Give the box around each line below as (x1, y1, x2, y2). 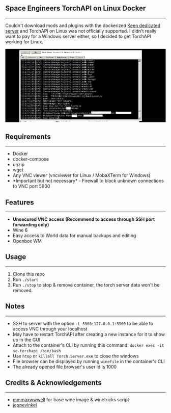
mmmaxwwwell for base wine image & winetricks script (12, 397, 129, 403)
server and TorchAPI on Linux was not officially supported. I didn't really (5, 28, 157, 34)
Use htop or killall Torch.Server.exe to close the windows (12, 353, 139, 359)
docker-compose (12, 156, 49, 162)
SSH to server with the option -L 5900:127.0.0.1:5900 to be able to (12, 320, 154, 326)
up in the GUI (12, 337, 41, 343)
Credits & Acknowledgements (5, 378, 102, 387)
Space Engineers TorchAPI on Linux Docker (5, 4, 146, 13)
